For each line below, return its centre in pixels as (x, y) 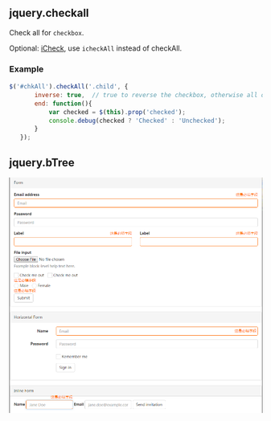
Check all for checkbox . (47, 32)
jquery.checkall (49, 13)
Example (27, 69)
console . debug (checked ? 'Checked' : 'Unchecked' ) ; (137, 121)
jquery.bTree (42, 163)
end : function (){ (63, 104)
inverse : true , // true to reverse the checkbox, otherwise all (146, 95)
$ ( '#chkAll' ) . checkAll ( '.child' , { (69, 87)
